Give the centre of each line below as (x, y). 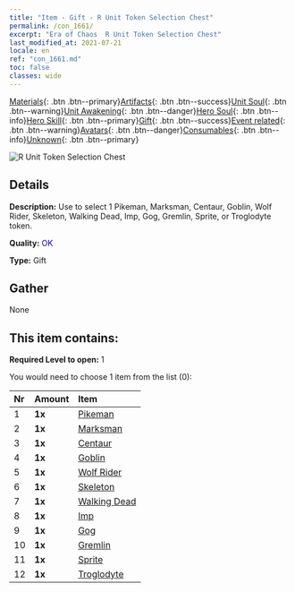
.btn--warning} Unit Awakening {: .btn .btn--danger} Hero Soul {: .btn (132, 111)
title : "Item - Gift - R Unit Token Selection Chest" (112, 17)
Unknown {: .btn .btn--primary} (83, 139)
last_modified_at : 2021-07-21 (66, 43)
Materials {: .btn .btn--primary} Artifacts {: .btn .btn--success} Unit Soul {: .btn (148, 101)
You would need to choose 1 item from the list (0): (101, 377)
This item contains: (64, 338)
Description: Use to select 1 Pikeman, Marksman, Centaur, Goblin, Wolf (141, 206)
